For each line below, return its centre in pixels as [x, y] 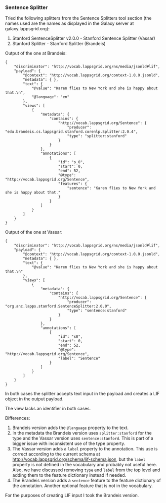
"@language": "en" [50, 97]
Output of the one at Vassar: [34, 232]
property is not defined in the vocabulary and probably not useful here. [84, 465]
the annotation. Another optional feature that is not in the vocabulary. [83, 486]
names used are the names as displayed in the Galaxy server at [70, 23]
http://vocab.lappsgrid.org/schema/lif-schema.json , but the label [79, 459]
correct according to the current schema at [56, 454]
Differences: [18, 418]
